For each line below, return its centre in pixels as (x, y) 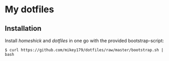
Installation (23, 28)
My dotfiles (30, 9)
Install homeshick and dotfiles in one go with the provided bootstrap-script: (85, 40)
